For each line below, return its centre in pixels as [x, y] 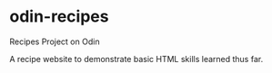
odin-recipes [59, 17]
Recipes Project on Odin [55, 41]
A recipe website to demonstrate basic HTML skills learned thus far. [136, 59]
